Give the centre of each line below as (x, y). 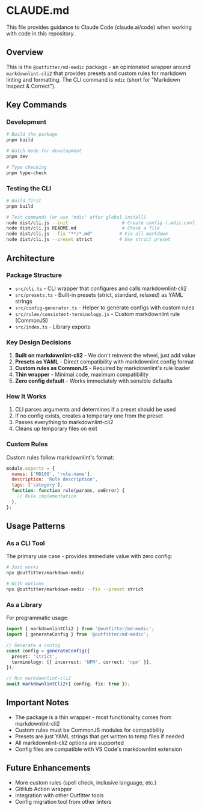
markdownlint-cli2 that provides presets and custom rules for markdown (96, 73)
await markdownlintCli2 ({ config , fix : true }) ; (68, 684)
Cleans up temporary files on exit (56, 429)
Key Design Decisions (39, 342)
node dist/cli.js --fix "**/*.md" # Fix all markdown (87, 234)
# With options (25, 584)
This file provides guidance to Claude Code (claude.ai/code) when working (99, 27)
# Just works (23, 567)
